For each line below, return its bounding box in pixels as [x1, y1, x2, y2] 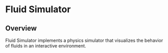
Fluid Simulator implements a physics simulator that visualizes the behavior [5, 37, 163, 43]
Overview [5, 24, 37, 33]
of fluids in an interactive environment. [5, 43, 86, 49]
